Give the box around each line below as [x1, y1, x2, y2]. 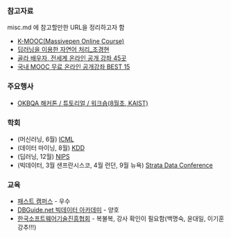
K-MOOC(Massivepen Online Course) [17, 37, 125, 46]
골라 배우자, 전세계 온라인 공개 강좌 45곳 [17, 54, 127, 62]
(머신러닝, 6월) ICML [17, 135, 74, 143]
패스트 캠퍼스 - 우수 [17, 197, 71, 205]
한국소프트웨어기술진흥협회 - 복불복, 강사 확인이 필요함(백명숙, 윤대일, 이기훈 [17, 214, 225, 223]
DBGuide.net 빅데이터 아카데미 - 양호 [17, 206, 119, 214]
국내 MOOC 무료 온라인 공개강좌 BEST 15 [17, 62, 130, 71]
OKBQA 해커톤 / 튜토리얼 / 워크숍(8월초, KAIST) [17, 99, 148, 107]
